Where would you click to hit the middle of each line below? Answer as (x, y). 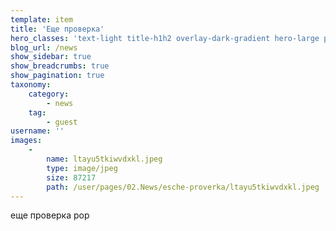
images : (26, 141)
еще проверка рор (50, 215)
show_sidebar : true (51, 57)
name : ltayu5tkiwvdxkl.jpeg (104, 159)
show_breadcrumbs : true (60, 66)
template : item (42, 19)
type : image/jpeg (82, 168)
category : (49, 94)
